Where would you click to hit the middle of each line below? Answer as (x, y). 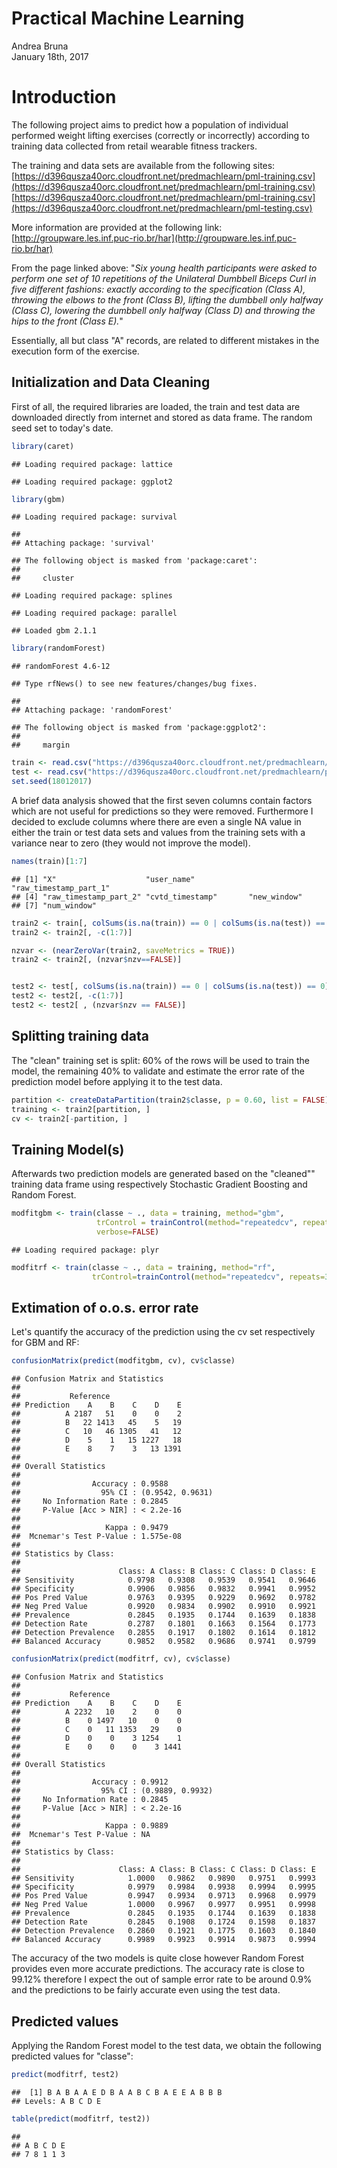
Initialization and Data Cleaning (111, 382)
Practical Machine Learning (128, 18)
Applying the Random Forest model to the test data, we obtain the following (166, 2045)
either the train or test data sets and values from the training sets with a (158, 832)
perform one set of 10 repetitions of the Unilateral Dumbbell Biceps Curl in (164, 278)
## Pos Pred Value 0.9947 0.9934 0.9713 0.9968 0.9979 (163, 1896)
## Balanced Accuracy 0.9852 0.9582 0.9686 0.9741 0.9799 (163, 1642)
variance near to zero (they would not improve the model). (131, 843)
